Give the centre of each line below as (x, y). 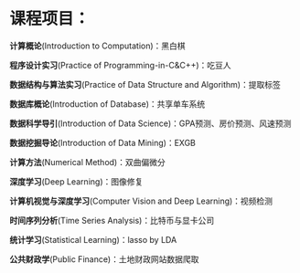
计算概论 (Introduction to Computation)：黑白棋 (97, 46)
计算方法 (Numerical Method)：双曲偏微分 (88, 162)
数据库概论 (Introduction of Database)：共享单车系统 (107, 104)
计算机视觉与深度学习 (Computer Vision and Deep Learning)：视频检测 (141, 201)
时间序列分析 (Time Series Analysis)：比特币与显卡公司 (112, 220)
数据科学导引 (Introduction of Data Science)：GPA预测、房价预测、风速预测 (150, 123)
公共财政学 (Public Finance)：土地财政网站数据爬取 (104, 259)
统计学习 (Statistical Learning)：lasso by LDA (93, 239)
